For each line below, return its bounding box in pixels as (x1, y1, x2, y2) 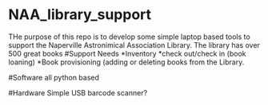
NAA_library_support (8, 6, 152, 24)
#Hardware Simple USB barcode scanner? (8, 87, 148, 97)
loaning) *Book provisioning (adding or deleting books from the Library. (8, 57, 245, 67)
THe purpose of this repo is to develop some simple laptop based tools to (8, 32, 250, 41)
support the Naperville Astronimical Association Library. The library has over (8, 40, 260, 49)
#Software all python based (8, 72, 100, 82)
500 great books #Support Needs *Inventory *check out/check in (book (8, 49, 246, 58)
